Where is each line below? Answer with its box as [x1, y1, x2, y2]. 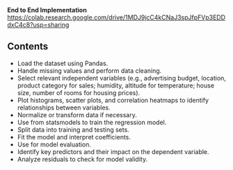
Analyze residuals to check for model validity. [17, 155, 148, 163]
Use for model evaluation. [17, 140, 92, 148]
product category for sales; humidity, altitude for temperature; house [17, 81, 214, 90]
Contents [7, 41, 49, 53]
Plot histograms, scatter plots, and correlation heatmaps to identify [17, 96, 209, 104]
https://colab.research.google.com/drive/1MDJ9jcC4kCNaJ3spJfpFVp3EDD [7, 13, 226, 22]
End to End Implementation [7, 6, 87, 14]
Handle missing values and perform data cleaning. [17, 66, 162, 75]
